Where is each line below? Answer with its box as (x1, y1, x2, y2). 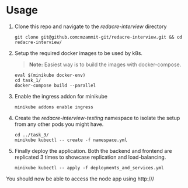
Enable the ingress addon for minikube (14, 93, 108, 100)
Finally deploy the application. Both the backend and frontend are (14, 147, 172, 154)
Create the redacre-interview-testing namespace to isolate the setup (14, 114, 180, 121)
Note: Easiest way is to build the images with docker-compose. (29, 61, 182, 68)
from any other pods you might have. (14, 121, 104, 128)
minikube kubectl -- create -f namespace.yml (14, 137, 127, 143)
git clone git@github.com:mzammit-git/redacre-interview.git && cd (14, 34, 182, 40)
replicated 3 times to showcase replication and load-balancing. (14, 153, 166, 160)
